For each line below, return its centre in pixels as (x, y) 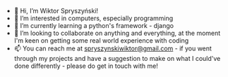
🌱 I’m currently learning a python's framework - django (94, 26)
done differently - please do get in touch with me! (86, 66)
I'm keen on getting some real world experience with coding (101, 41)
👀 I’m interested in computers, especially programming (94, 18)
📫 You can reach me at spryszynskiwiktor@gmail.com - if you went (113, 48)
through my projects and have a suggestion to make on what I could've (117, 58)
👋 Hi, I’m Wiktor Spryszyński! (56, 11)
